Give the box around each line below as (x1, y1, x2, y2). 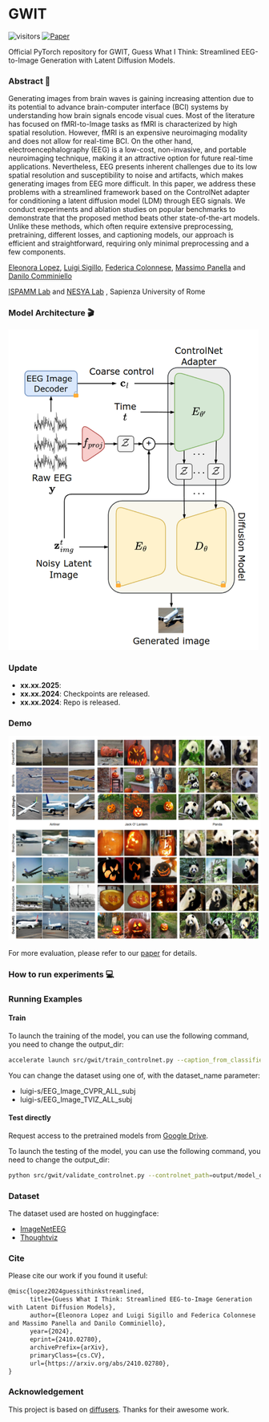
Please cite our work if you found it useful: (8, 1271, 148, 1281)
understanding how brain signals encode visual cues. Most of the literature (8, 111, 255, 120)
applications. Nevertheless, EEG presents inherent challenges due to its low (8, 162, 258, 172)
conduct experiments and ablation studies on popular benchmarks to (8, 205, 236, 214)
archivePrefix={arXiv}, (29, 1343, 110, 1352)
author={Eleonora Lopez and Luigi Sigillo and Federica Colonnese (29, 1311, 256, 1320)
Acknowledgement (8, 1386, 84, 1397)
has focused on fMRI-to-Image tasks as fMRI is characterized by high (8, 120, 238, 129)
